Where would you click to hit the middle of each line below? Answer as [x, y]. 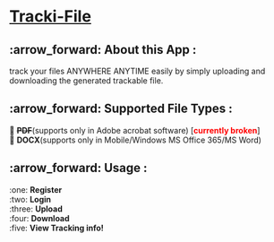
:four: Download [39, 218]
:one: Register [36, 189]
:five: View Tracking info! [57, 228]
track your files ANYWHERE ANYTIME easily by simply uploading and [137, 71]
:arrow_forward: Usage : [78, 168]
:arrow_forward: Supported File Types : [121, 109]
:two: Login [30, 199]
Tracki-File [51, 17]
